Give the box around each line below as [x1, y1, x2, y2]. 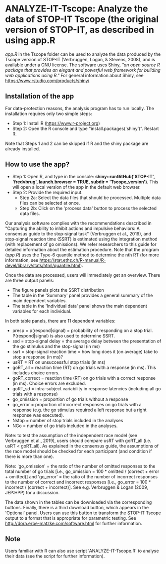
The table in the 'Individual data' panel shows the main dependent [12, 303, 147, 309]
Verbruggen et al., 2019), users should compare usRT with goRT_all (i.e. [5, 438, 152, 444]
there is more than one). [5, 453, 55, 459]
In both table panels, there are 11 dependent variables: [5, 318, 115, 324]
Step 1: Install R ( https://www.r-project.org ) [12, 120, 100, 126]
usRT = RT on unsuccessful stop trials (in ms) [12, 359, 106, 365]
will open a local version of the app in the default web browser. [12, 184, 141, 190]
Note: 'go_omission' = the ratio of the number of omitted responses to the [5, 463, 156, 469]
